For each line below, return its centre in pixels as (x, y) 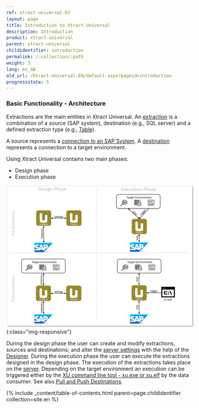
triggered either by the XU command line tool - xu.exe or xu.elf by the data (98, 375)
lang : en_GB (21, 69)
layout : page (22, 19)
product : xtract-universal (40, 38)
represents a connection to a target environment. (66, 147)
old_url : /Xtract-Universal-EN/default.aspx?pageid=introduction (89, 76)
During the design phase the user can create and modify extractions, (91, 343)
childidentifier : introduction (45, 51)
